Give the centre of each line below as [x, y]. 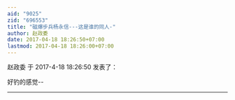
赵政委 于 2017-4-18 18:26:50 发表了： [62, 67]
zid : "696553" [28, 20]
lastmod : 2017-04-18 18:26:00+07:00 [60, 46]
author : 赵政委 [28, 33]
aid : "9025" [24, 14]
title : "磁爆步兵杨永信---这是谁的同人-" [62, 27]
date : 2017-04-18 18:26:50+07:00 [56, 40]
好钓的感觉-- [26, 82]
